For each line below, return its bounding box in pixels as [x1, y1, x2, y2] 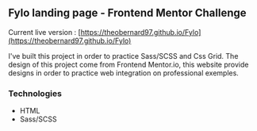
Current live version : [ [8, 27, 81, 37]
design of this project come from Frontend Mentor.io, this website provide [8, 60, 249, 69]
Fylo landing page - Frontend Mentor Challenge [8, 6, 247, 20]
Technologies [8, 87, 62, 98]
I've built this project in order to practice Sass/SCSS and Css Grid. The [8, 51, 239, 60]
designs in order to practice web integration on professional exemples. [8, 67, 240, 78]
